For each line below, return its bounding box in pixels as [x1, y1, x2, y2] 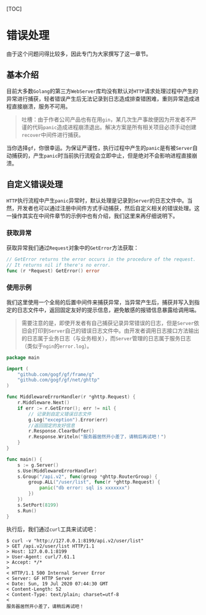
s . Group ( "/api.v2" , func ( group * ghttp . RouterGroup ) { [17, 473, 158, 480]
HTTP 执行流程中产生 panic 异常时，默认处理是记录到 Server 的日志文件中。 [6, 197, 188, 204]
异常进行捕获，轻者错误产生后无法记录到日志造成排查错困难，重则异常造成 [6, 95, 194, 102]
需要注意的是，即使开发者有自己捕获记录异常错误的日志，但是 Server [21, 319, 194, 326]
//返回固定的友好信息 [28, 422, 75, 429]
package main [6, 355, 40, 361]
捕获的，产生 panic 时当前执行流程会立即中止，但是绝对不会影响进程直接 [11, 152, 192, 159]
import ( [6, 366, 29, 372]
